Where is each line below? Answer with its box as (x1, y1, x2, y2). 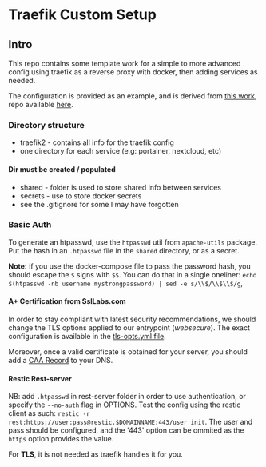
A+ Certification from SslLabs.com (8, 297, 126, 306)
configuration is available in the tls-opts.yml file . (8, 332, 166, 341)
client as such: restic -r (8, 409, 90, 418)
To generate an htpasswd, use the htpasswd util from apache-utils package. (8, 237, 258, 247)
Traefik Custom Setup (8, 6, 157, 24)
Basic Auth (8, 219, 52, 230)
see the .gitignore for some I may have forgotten (19, 199, 179, 209)
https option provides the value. (8, 434, 114, 444)
